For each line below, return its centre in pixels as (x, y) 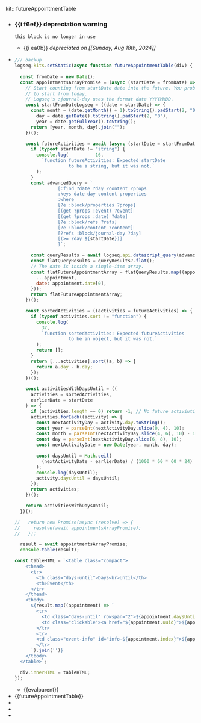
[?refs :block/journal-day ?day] (100, 233)
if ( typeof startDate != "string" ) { (78, 149)
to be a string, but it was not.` (112, 166)
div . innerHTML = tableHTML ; (55, 672)
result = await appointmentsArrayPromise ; (74, 544)
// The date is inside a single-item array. (87, 266)
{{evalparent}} (41, 689)
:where (66, 200)
